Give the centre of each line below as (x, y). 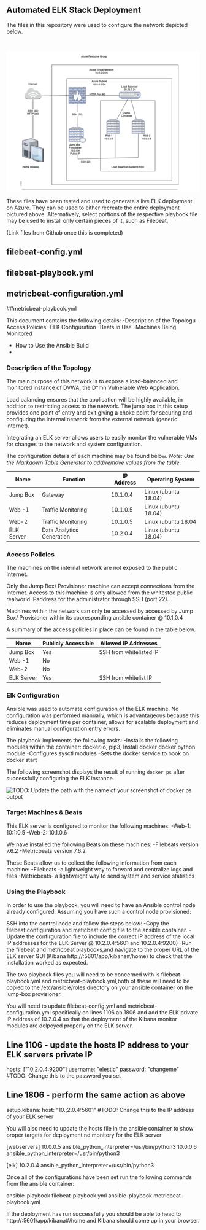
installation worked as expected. (47, 963)
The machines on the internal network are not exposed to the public (92, 568)
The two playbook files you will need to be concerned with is (83, 975)
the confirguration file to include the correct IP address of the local (110, 936)
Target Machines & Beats (44, 812)
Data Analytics (60, 530)
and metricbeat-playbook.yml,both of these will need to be (116, 981)
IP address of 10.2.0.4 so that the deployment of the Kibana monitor (92, 1019)
